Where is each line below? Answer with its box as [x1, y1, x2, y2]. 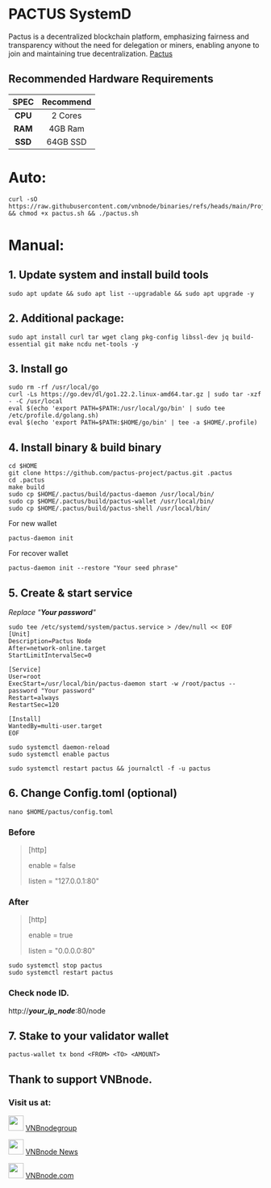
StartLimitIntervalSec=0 [8, 651, 92, 659]
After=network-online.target [8, 644, 106, 652]
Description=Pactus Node [8, 637, 92, 645]
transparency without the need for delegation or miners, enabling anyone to [8, 40, 260, 49]
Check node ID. [8, 988, 70, 999]
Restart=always [8, 693, 60, 701]
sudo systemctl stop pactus [8, 962, 103, 970]
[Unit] [8, 630, 31, 638]
